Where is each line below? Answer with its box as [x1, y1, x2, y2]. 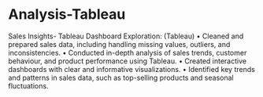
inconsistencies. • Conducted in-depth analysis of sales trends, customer [8, 48, 247, 57]
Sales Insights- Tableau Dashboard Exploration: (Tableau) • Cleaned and [8, 31, 244, 41]
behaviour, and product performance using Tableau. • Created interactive [8, 56, 246, 66]
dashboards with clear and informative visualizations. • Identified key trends [8, 64, 256, 74]
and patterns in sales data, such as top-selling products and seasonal [8, 73, 234, 82]
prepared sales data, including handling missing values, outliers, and [8, 39, 231, 48]
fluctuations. [8, 81, 49, 91]
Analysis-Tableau [8, 5, 126, 23]
